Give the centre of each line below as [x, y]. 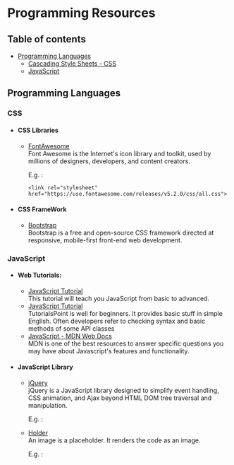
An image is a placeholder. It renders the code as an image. [114, 440]
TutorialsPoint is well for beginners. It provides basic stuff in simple [125, 313]
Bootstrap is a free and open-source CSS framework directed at [121, 232]
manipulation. [48, 406]
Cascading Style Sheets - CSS [72, 64]
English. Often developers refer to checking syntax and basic [117, 321]
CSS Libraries [38, 130]
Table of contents [47, 39]
